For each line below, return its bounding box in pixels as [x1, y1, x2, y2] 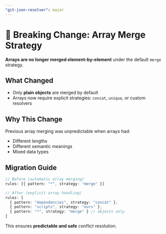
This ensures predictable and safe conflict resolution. [5, 223, 117, 229]
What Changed [5, 76, 54, 85]
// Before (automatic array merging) [5, 177, 85, 182]
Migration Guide [5, 163, 57, 172]
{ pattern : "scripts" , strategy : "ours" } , [10, 204, 102, 209]
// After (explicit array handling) [5, 190, 82, 195]
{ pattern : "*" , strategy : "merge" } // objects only [10, 209, 125, 214]
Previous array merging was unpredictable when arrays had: [5, 128, 131, 134]
